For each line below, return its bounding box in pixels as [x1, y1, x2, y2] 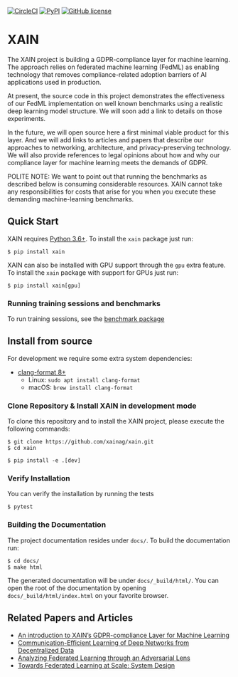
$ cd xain [7, 445, 37, 452]
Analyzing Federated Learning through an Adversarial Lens [17, 654, 190, 662]
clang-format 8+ [17, 367, 66, 377]
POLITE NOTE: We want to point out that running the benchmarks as [7, 172, 207, 181]
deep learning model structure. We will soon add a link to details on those [7, 107, 222, 115]
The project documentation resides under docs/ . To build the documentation [7, 536, 231, 545]
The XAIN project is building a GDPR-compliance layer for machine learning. [7, 55, 231, 63]
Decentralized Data [17, 646, 75, 654]
